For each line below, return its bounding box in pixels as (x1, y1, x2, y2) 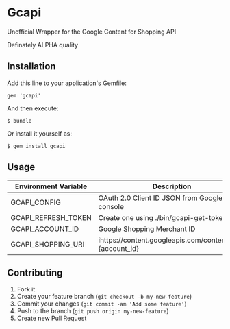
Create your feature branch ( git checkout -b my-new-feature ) (16, 293, 192, 301)
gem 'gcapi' (7, 92, 41, 99)
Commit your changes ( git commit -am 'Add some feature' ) (16, 300, 187, 308)
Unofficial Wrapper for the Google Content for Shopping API (7, 27, 177, 36)
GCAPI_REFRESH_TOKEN (10, 212, 92, 222)
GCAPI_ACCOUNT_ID (10, 224, 79, 234)
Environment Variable (14, 182, 88, 191)
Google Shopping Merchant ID (98, 224, 196, 234)
